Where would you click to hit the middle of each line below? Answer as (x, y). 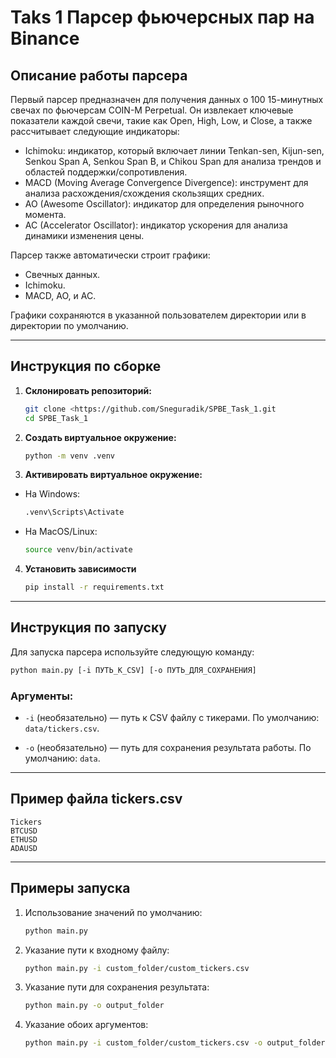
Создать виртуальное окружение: (100, 437)
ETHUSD (24, 839)
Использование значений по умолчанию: (113, 912)
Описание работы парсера (99, 75)
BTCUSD (24, 831)
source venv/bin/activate (78, 550)
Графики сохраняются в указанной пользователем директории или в (158, 315)
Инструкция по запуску (88, 627)
